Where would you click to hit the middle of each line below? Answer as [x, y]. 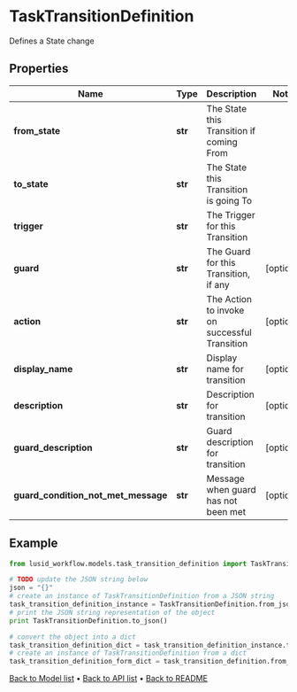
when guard [231, 489]
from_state [37, 130]
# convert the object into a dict [73, 637]
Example [34, 544]
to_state [31, 183]
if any [218, 284]
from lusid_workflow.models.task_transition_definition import [128, 564]
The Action [229, 299]
